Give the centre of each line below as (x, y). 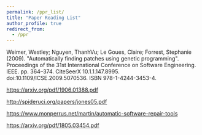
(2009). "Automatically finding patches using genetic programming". (93, 59)
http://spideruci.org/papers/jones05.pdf (57, 102)
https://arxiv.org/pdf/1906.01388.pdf (52, 90)
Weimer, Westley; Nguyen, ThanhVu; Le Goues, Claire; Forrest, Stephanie (99, 52)
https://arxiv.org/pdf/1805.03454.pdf (53, 125)
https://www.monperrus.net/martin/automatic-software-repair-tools (92, 114)
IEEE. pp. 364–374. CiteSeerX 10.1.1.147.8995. (63, 71)
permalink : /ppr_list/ (35, 12)
